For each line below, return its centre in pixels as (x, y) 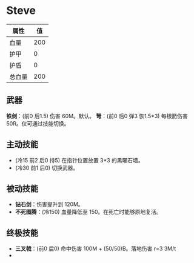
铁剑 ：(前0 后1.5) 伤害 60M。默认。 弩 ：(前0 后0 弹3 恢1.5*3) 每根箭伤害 (97, 116)
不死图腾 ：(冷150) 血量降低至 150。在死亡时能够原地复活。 (88, 212)
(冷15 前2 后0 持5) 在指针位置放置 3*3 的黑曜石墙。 (79, 160)
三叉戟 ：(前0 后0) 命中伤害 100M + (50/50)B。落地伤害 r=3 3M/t (95, 248)
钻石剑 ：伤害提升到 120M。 (49, 204)
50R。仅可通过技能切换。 (38, 123)
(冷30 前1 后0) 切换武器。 (47, 168)
